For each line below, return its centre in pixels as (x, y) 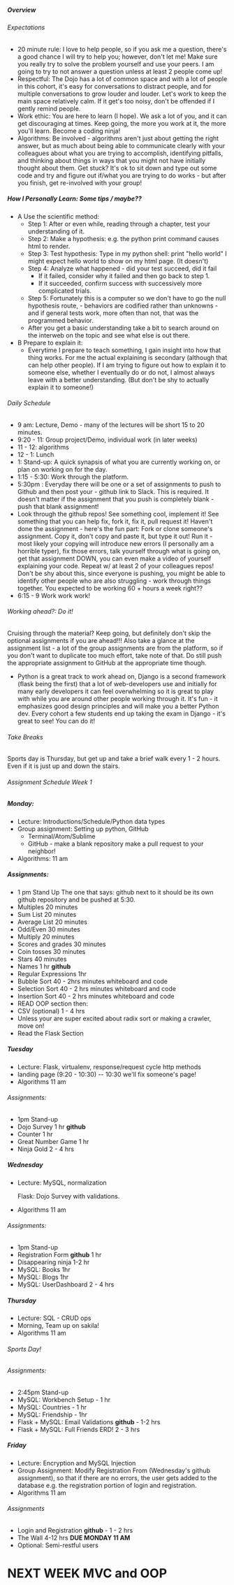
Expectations (26, 27)
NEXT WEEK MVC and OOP (87, 1573)
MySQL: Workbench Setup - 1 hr (64, 1399)
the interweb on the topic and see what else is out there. (109, 335)
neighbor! (42, 851)
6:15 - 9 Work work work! (54, 595)
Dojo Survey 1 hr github (51, 1127)
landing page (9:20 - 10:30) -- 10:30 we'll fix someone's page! (107, 1074)
